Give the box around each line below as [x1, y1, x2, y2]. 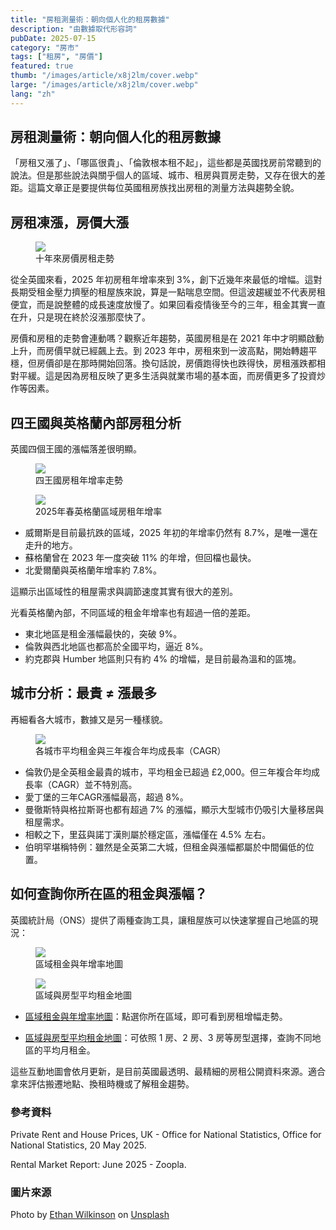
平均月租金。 [42, 1044, 96, 1056]
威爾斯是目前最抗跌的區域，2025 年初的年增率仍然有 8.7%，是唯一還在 [24, 527, 318, 539]
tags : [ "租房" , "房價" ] [10, 52, 103, 62]
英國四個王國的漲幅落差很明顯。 [10, 443, 142, 455]
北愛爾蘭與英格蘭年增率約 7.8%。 [24, 564, 163, 576]
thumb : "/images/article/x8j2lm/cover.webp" [10, 71, 199, 81]
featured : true [10, 61, 74, 71]
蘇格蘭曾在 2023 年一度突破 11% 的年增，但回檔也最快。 [24, 552, 257, 564]
